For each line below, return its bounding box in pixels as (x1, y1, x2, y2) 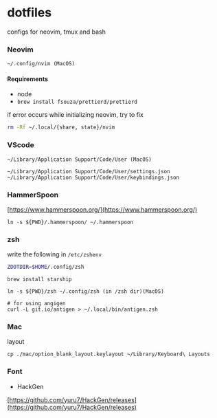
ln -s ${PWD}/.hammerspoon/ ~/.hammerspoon (7, 219, 134, 225)
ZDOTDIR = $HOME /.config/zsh (7, 263, 84, 271)
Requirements (7, 74, 49, 83)
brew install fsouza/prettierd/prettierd (16, 98, 137, 106)
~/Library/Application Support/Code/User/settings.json (7, 168, 170, 175)
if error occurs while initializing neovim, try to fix (7, 111, 144, 119)
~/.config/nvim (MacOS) (7, 60, 76, 67)
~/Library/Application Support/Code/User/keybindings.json (7, 174, 180, 181)
